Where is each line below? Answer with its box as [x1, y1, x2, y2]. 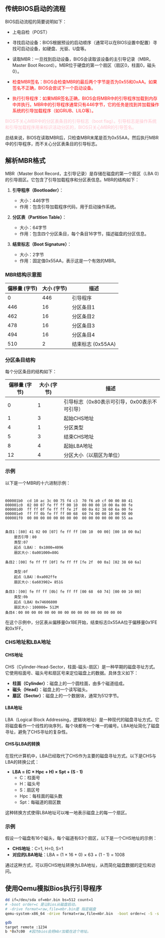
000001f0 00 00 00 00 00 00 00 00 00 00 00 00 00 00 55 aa [5, 515, 133, 521]
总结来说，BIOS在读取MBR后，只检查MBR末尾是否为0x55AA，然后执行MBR [5, 135, 159, 140]
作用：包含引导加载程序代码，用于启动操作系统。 [19, 203, 119, 210]
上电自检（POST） [12, 29, 50, 35]
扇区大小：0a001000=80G [14, 550, 59, 555]
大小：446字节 [19, 197, 50, 203]
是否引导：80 [14, 534, 37, 539]
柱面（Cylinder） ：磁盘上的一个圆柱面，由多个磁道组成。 [12, 680, 127, 686]
